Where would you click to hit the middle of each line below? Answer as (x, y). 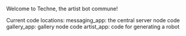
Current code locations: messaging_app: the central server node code (93, 20)
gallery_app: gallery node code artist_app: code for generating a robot (93, 27)
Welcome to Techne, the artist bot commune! (62, 9)
